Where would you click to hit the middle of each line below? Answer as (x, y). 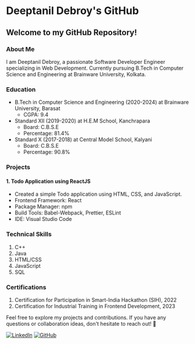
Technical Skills (29, 234)
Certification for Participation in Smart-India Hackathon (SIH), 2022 (95, 299)
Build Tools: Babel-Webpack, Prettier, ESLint (68, 213)
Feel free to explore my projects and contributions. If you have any (86, 317)
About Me (20, 49)
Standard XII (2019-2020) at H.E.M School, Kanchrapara (82, 121)
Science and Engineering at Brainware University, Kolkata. (76, 74)
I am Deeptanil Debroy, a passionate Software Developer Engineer (86, 62)
